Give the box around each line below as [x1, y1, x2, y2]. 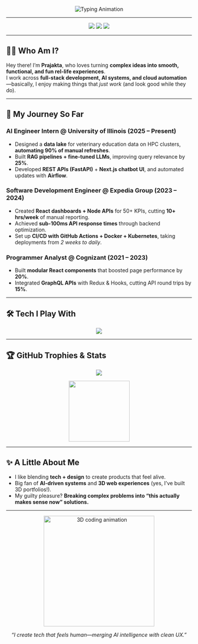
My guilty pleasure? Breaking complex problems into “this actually [14, 492, 180, 499]
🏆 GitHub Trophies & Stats [6, 351, 107, 361]
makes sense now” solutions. [14, 498, 89, 505]
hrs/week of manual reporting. [14, 213, 90, 221]
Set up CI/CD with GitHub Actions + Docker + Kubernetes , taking [14, 232, 176, 239]
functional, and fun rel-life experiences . [6, 68, 106, 75]
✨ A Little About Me [6, 457, 80, 468]
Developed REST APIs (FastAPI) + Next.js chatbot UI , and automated [14, 165, 184, 172]
